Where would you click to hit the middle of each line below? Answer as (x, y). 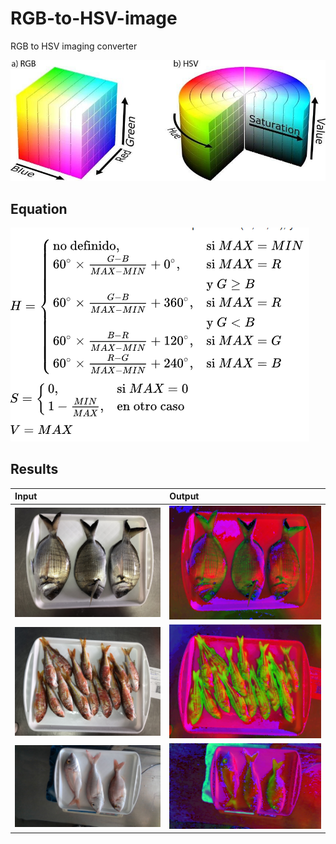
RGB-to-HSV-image (94, 18)
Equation (39, 208)
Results (34, 469)
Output (184, 496)
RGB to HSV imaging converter (74, 46)
